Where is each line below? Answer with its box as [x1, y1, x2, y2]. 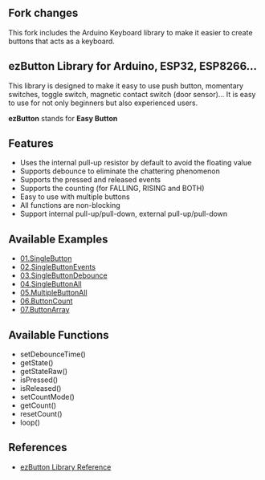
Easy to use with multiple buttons [19, 192, 130, 201]
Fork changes [8, 6, 79, 20]
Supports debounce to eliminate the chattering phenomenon [19, 166, 221, 176]
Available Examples [8, 232, 108, 246]
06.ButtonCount [19, 296, 73, 306]
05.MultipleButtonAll [19, 288, 88, 298]
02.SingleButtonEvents [19, 262, 96, 272]
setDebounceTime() [19, 349, 86, 360]
